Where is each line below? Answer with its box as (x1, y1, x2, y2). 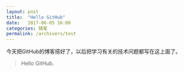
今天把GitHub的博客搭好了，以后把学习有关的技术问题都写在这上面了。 (6, 48, 181, 55)
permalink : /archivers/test (6, 31, 77, 37)
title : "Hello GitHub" (6, 14, 66, 20)
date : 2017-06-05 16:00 (6, 20, 71, 26)
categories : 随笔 (6, 25, 48, 32)
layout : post (6, 8, 39, 15)
